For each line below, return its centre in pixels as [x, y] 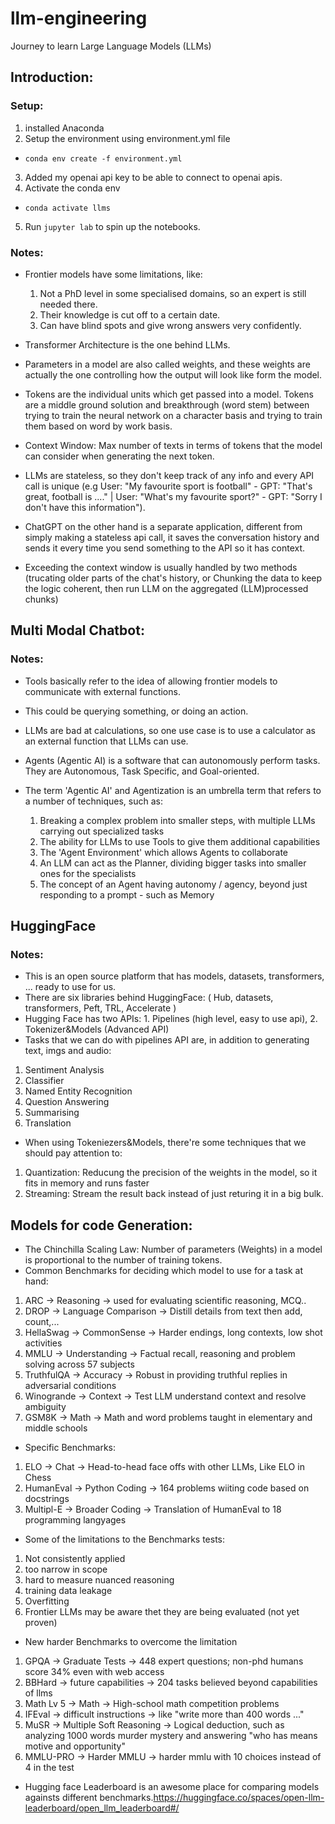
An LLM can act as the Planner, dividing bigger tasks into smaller [173, 863]
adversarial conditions [70, 1386]
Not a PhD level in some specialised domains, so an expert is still [173, 293]
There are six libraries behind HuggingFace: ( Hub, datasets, [149, 998]
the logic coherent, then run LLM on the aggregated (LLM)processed [166, 588]
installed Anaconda [64, 128]
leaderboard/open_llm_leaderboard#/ [102, 1808]
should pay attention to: [73, 1153]
